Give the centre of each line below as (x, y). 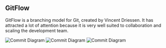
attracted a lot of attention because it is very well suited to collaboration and (83, 25)
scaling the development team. (37, 30)
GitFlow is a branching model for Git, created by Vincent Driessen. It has (79, 20)
